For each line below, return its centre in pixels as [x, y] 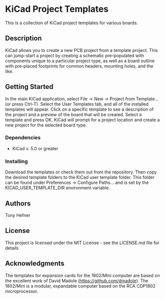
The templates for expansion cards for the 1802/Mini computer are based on [82, 275]
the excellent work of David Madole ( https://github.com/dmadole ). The [77, 281]
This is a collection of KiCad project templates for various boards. [72, 23]
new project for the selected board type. [46, 125]
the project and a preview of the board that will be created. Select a [73, 114]
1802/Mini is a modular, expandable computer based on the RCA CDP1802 [80, 286]
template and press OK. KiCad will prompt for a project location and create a [82, 120]
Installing [16, 161]
